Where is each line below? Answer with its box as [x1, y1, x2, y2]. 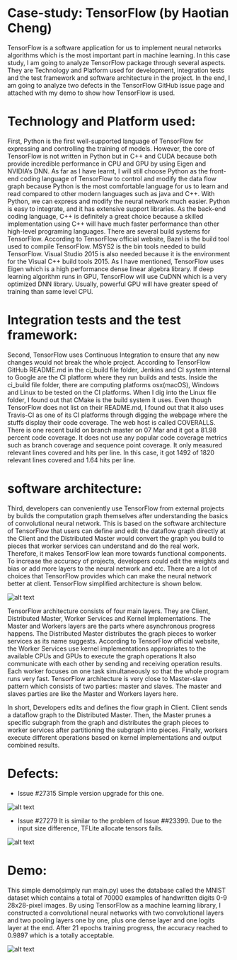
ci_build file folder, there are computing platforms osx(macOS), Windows [7, 380, 219, 389]
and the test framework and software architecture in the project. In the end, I [7, 73, 231, 82]
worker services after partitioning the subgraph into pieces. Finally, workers [7, 726, 228, 734]
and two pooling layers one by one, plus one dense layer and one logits [7, 915, 215, 925]
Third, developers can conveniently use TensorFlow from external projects [7, 504, 225, 513]
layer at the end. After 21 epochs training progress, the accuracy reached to [7, 923, 229, 932]
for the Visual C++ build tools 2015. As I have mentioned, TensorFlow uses [7, 257, 224, 265]
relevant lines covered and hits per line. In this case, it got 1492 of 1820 [7, 448, 214, 457]
